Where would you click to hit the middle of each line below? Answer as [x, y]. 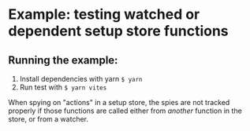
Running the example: [63, 60]
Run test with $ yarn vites [63, 87]
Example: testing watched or [104, 15]
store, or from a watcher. [49, 119]
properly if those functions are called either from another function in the [125, 111]
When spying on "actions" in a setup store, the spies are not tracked [119, 102]
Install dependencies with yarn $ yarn [81, 79]
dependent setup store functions [118, 31]
